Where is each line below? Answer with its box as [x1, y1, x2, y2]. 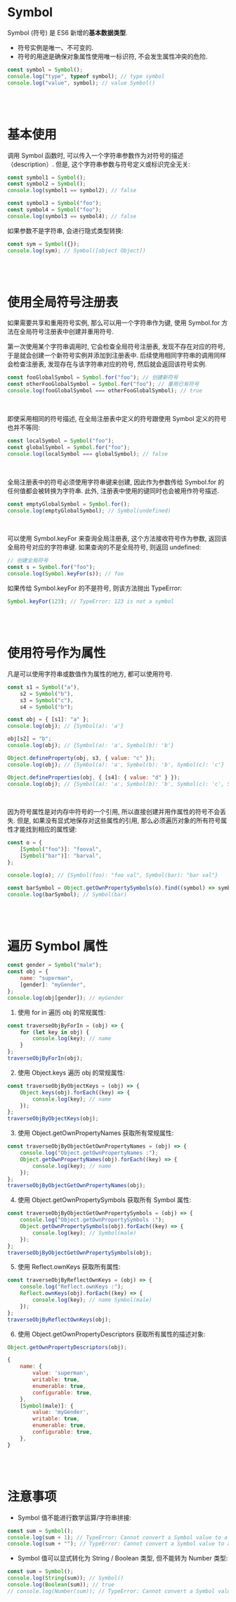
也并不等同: [7, 423, 41, 432]
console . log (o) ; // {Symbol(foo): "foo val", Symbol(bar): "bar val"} [7, 871, 218, 879]
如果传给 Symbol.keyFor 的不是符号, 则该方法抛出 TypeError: [7, 584, 183, 592]
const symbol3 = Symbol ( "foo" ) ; [7, 200, 102, 207]
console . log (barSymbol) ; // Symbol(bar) [7, 891, 128, 898]
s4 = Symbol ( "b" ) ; [20, 703, 74, 711]
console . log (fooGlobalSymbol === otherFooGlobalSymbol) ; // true [7, 387, 202, 394]
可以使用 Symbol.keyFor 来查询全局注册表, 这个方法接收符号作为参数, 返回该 [7, 534, 227, 543]
